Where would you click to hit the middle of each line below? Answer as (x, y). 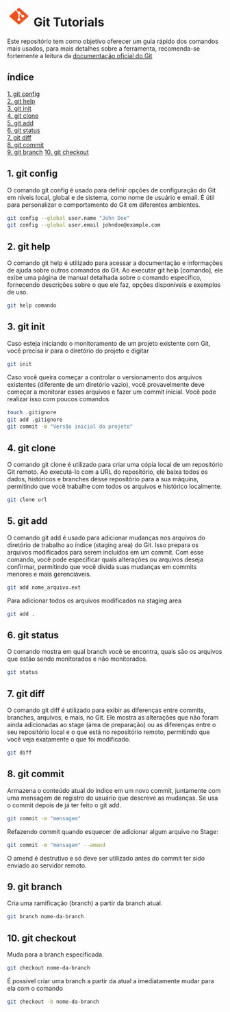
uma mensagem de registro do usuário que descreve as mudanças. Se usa (113, 798)
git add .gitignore (35, 420)
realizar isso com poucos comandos (58, 399)
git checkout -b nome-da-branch (53, 1002)
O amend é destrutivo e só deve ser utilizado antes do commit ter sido (106, 858)
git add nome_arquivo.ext (44, 587)
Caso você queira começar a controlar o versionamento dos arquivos (105, 377)
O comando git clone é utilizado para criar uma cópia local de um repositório (115, 465)
